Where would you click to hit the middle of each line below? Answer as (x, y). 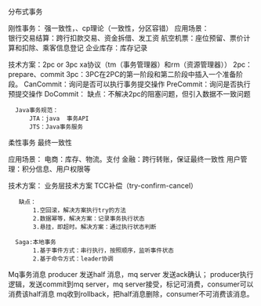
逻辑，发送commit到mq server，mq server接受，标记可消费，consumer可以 (131, 284)
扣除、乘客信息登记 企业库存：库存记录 (84, 48)
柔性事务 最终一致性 (40, 142)
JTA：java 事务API (59, 118)
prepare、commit (36, 74)
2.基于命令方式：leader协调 (73, 259)
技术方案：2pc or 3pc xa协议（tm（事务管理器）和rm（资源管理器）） (120, 64)
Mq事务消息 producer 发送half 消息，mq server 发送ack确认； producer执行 (131, 274)
